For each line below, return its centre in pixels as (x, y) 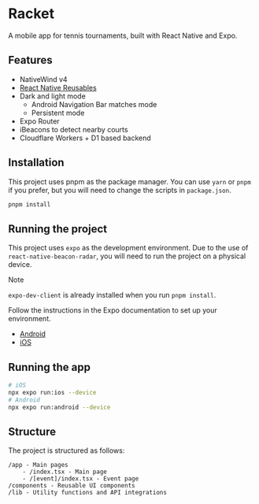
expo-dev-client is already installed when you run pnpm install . (112, 295)
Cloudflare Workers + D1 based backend (85, 138)
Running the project (58, 229)
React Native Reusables (58, 87)
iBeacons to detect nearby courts (74, 129)
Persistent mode (58, 113)
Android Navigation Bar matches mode (94, 104)
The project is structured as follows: (67, 450)
